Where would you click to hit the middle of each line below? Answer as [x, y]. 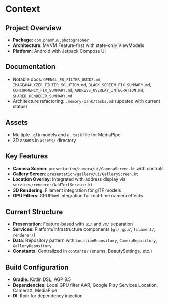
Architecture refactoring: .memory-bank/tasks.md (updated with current [86, 101]
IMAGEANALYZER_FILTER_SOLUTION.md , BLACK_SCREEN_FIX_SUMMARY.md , [82, 84]
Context [23, 9]
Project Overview [33, 28]
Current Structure [34, 212]
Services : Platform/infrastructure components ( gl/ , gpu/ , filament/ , [84, 229]
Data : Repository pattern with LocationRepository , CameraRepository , [85, 240]
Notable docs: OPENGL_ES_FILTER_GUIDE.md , [57, 79]
